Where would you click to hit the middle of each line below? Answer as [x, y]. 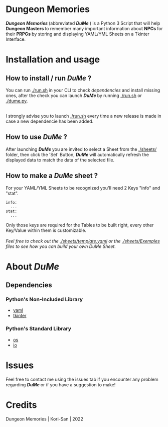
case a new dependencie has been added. [50, 121]
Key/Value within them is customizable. [46, 230]
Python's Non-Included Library [44, 299]
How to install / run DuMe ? [49, 78]
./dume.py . [17, 101]
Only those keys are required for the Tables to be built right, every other [80, 225]
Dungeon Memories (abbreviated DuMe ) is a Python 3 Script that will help [83, 23]
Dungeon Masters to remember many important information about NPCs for [84, 28]
